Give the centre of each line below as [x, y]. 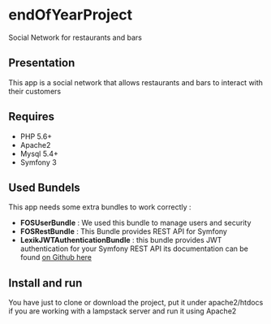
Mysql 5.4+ [39, 153]
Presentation [42, 63]
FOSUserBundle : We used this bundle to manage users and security [135, 223]
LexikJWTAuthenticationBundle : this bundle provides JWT [121, 240]
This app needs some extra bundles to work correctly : [100, 207]
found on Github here [56, 257]
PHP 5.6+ [36, 136]
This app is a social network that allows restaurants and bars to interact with [136, 82]
